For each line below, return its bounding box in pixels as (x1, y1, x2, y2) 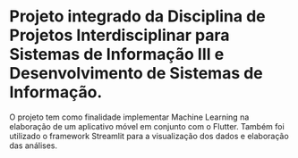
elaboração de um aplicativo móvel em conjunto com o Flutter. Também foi (9, 121, 285, 131)
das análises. (9, 140, 58, 151)
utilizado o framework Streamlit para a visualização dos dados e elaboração (9, 130, 289, 141)
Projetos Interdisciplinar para (9, 25, 230, 46)
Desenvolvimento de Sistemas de (9, 63, 264, 84)
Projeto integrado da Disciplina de (9, 6, 266, 27)
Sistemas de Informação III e (9, 45, 225, 64)
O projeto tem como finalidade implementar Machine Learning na (9, 112, 250, 122)
